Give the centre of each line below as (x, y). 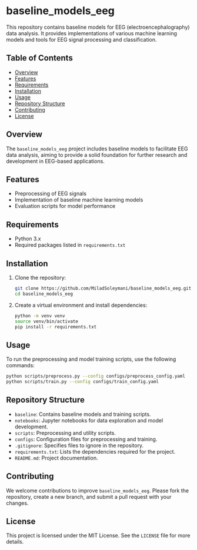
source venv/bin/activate (46, 321)
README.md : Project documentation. (56, 458)
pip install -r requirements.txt (56, 327)
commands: (21, 365)
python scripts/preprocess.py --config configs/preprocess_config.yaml (96, 376)
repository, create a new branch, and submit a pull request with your (89, 497)
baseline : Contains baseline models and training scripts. (83, 414)
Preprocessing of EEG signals (51, 194)
